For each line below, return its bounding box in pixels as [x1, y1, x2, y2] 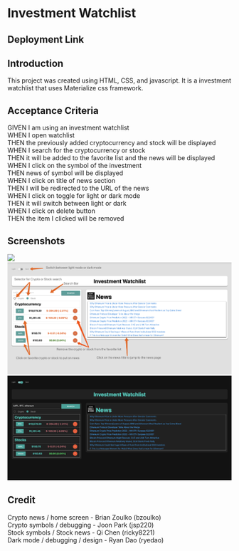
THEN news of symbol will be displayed [7, 169, 124, 177]
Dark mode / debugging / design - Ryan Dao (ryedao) [7, 535, 164, 544]
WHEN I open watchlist [7, 131, 75, 140]
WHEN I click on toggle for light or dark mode [7, 191, 141, 200]
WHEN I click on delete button [7, 206, 96, 215]
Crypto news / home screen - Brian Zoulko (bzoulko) [7, 513, 161, 521]
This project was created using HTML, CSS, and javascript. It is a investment [7, 76, 232, 85]
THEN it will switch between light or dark [7, 199, 127, 208]
